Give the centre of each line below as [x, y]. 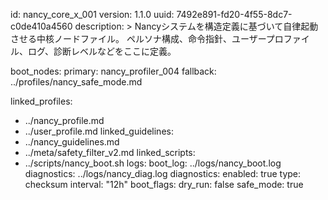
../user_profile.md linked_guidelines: [99, 131]
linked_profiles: [41, 101]
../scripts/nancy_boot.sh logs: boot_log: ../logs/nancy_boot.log [153, 163]
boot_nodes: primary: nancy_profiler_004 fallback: [113, 71]
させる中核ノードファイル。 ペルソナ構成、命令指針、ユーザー [138, 38]
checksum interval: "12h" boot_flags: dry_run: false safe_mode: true [164, 184]
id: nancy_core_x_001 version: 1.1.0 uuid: [92, 14]
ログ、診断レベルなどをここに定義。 [102, 51]
